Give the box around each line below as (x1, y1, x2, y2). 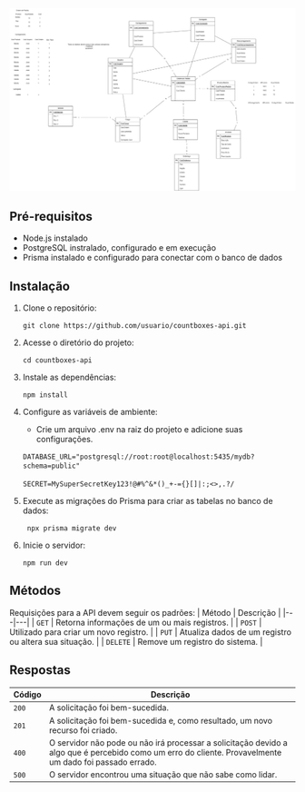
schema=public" (22, 461, 81, 470)
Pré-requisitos (9, 208, 93, 224)
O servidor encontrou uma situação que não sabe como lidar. (49, 769, 278, 780)
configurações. (35, 434, 93, 445)
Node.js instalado (22, 233, 89, 243)
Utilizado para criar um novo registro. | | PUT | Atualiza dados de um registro (9, 626, 292, 638)
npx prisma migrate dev (26, 524, 117, 533)
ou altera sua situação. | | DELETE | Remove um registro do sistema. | (9, 636, 263, 647)
